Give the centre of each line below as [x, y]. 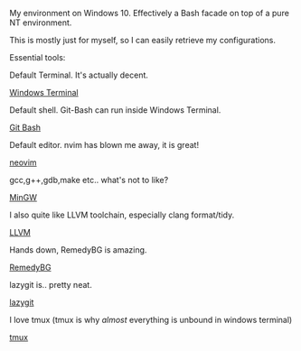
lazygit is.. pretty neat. [51, 285]
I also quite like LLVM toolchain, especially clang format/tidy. [122, 215]
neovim [24, 162]
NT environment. [41, 23]
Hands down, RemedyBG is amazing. [78, 250]
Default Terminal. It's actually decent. [79, 75]
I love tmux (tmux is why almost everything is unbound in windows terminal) [151, 320]
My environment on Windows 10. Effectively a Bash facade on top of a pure [149, 13]
